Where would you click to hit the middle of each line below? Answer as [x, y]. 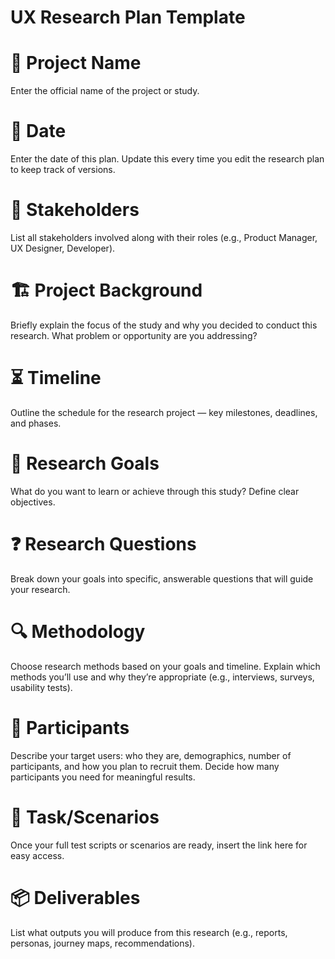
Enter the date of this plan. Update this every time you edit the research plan [167, 159]
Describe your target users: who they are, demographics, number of [151, 755]
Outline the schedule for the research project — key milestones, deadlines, [164, 412]
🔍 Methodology [78, 631]
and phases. [36, 423]
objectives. [33, 502]
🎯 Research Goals [85, 463]
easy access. [37, 855]
